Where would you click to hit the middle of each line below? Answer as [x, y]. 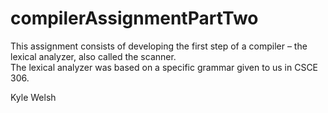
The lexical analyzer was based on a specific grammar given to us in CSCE [164, 67]
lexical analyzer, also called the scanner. [93, 56]
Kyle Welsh [33, 97]
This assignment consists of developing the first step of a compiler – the [159, 46]
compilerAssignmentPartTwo [134, 18]
